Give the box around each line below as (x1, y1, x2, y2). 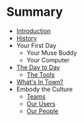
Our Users (26, 99, 56, 108)
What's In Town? (16, 77, 64, 86)
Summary (6, 4, 63, 20)
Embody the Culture (16, 85, 73, 93)
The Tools (26, 70, 55, 79)
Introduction (16, 27, 51, 35)
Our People (26, 107, 59, 115)
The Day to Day (16, 63, 61, 71)
